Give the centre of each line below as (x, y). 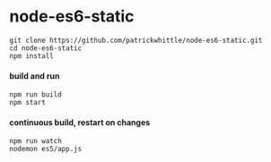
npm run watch (36, 141)
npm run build (36, 95)
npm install (31, 55)
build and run (35, 76)
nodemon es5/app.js (46, 149)
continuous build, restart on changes (80, 122)
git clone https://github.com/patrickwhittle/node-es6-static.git (136, 40)
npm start (28, 103)
